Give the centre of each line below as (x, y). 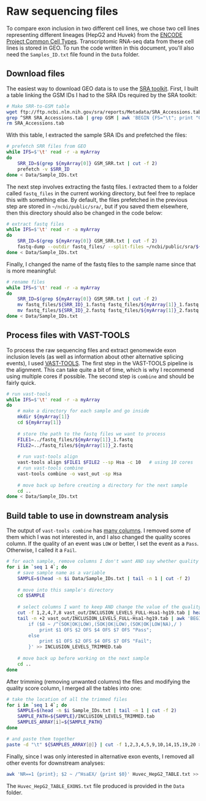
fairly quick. (21, 382)
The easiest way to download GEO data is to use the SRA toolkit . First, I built (102, 88)
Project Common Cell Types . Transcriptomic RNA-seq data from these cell (100, 41)
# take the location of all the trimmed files (67, 699)
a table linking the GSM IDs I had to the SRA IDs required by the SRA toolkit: (102, 95)
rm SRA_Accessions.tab (35, 123)
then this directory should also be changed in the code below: (85, 212)
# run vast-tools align (48, 457)
